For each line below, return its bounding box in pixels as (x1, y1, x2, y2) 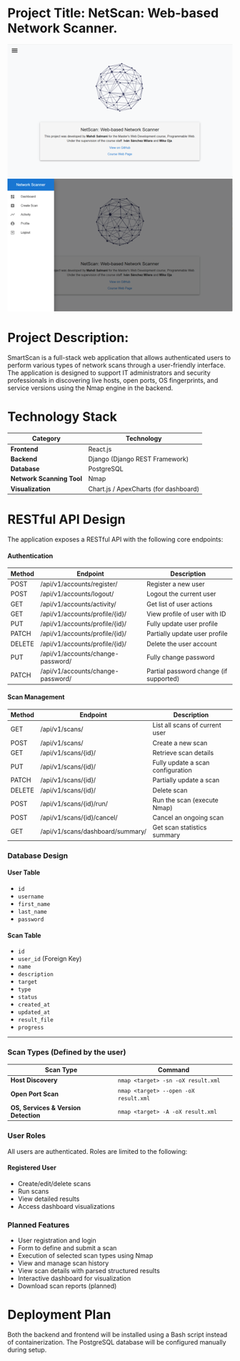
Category (31, 434, 61, 443)
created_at (17, 1002, 51, 1009)
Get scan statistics (152, 823, 207, 832)
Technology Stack (7, 409, 118, 425)
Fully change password (146, 653, 215, 662)
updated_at (17, 1009, 51, 1016)
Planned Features (7, 1220, 70, 1230)
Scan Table (7, 931, 41, 939)
